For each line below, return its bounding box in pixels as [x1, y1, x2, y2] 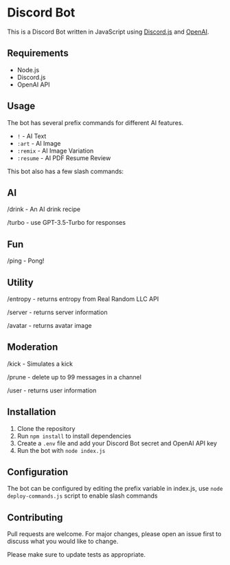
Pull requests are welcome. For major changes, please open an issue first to [7, 530, 222, 538]
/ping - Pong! [7, 256, 45, 265]
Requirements [7, 47, 69, 59]
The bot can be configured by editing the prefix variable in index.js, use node [7, 485, 223, 493]
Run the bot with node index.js [16, 446, 106, 454]
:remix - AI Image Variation [16, 146, 94, 155]
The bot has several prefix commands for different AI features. [7, 118, 184, 126]
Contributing [7, 511, 63, 523]
